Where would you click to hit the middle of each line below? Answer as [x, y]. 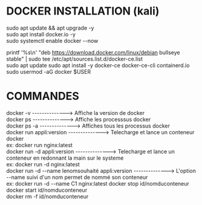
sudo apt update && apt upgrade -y [50, 28]
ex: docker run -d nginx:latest [43, 164]
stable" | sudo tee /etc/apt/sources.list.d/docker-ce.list [75, 59]
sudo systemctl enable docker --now [52, 41]
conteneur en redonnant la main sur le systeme [65, 158]
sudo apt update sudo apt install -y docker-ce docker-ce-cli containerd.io [98, 65]
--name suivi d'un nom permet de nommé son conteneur [77, 177]
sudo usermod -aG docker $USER [49, 71]
